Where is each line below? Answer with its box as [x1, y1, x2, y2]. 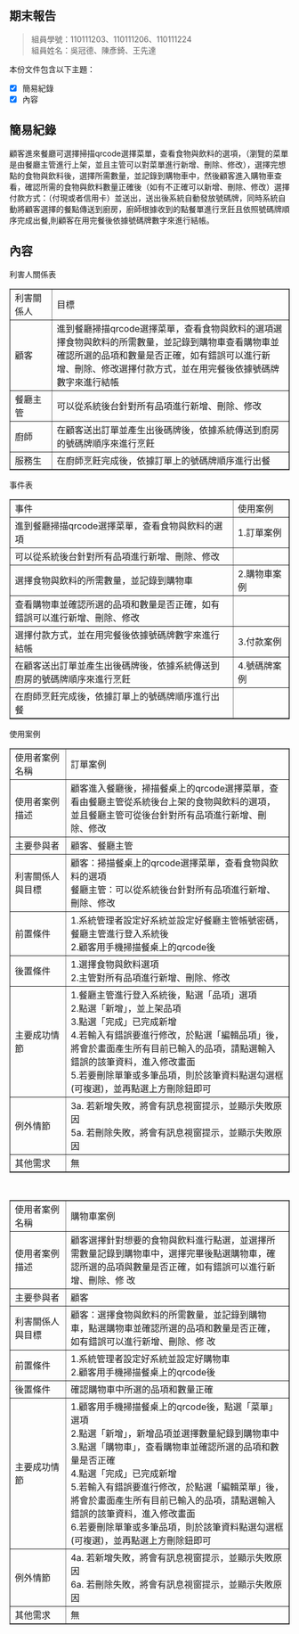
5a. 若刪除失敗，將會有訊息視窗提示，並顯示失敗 [70, 1126, 274, 1138]
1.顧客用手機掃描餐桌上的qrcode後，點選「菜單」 [70, 1400, 279, 1413]
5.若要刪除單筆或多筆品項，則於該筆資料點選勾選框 [70, 1069, 284, 1081]
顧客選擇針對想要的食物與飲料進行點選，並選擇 [70, 1234, 267, 1246]
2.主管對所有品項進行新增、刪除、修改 [70, 971, 230, 983]
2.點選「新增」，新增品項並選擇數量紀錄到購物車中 [70, 1427, 279, 1440]
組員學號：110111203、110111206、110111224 [30, 34, 192, 45]
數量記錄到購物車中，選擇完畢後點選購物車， [79, 1247, 267, 1260]
